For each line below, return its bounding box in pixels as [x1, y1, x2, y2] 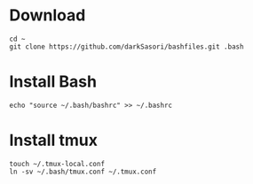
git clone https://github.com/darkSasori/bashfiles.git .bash [9, 42, 244, 51]
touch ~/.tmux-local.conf [9, 159, 105, 168]
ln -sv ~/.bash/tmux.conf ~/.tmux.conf [9, 167, 157, 176]
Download [9, 5, 86, 26]
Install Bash [9, 72, 98, 92]
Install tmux [9, 130, 98, 150]
